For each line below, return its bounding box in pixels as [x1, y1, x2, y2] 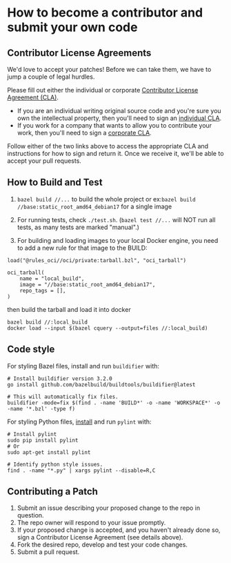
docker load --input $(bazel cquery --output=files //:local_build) [7, 324, 208, 332]
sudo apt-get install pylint [7, 448, 91, 456]
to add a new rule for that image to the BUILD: [17, 244, 148, 252]
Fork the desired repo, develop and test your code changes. [17, 540, 188, 549]
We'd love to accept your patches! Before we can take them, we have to [7, 66, 212, 73]
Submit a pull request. [17, 548, 80, 556]
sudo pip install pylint [7, 437, 79, 444]
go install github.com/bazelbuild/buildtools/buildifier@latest [7, 381, 196, 388]
